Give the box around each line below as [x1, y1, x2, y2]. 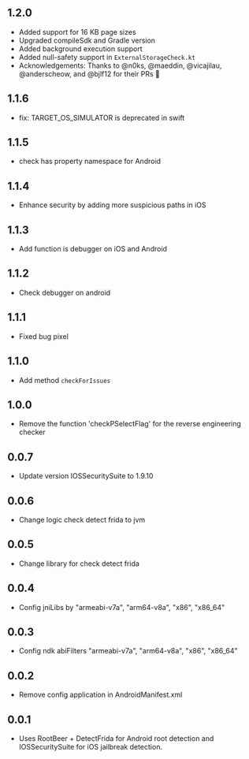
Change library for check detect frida [18, 559, 139, 568]
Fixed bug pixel [18, 331, 69, 341]
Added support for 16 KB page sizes [18, 27, 136, 36]
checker [18, 427, 46, 437]
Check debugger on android [18, 288, 111, 297]
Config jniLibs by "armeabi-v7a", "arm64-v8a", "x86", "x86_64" [18, 602, 225, 612]
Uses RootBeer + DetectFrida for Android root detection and [18, 734, 214, 743]
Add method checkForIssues [18, 375, 111, 385]
